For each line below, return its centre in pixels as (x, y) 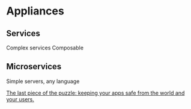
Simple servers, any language (43, 81)
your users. (20, 99)
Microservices (34, 67)
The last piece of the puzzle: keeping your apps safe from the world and (95, 93)
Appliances (35, 11)
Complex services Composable (45, 48)
